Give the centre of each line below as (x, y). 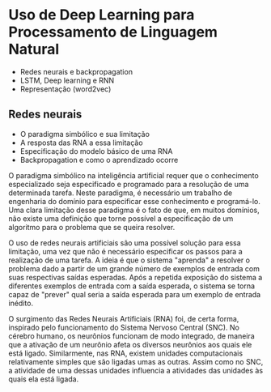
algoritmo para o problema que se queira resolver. (92, 227)
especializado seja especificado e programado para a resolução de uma (129, 184)
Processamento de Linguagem (113, 32)
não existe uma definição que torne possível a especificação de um (121, 218)
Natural (34, 49)
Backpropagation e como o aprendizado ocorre (99, 160)
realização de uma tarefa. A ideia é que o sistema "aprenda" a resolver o (129, 260)
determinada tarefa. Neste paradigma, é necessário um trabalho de (121, 193)
